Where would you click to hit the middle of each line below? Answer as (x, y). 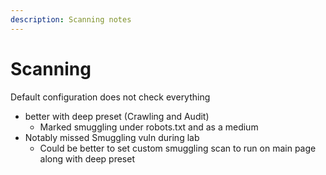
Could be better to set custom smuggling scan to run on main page (178, 148)
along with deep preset (87, 158)
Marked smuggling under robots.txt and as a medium (149, 127)
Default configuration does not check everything (110, 97)
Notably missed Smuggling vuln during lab (112, 137)
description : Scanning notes (71, 19)
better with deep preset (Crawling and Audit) (117, 116)
